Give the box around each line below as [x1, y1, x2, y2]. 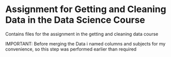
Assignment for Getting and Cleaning [5, 4, 166, 15]
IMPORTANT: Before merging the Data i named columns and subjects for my [5, 40, 166, 46]
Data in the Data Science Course [5, 14, 145, 26]
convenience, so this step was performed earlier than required [5, 46, 137, 52]
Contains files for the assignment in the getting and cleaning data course [5, 31, 158, 37]
